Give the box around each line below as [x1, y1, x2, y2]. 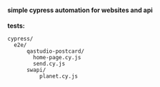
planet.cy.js [39, 73, 79, 80]
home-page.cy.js [33, 54, 81, 61]
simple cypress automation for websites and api [7, 6, 154, 14]
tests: [7, 21, 25, 30]
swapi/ [26, 66, 46, 74]
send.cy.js [33, 61, 66, 68]
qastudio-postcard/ [26, 48, 84, 55]
